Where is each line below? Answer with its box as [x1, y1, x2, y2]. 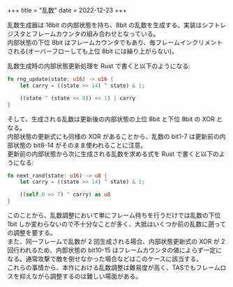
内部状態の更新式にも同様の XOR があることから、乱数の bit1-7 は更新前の [7, 132, 220, 141]
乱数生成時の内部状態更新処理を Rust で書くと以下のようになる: [7, 62, 190, 70]
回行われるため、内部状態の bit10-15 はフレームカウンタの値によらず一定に [7, 246, 222, 254]
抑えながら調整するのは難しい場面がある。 [19, 272, 142, 280]
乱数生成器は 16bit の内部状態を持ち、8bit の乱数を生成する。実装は [7, 21, 202, 29]
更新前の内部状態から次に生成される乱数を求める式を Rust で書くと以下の [7, 149, 220, 158]
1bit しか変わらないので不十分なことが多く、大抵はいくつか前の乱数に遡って [7, 220, 227, 228]
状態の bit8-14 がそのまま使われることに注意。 [13, 141, 147, 149]
